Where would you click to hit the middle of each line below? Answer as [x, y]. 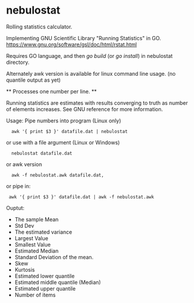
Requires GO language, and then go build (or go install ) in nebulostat [89, 56]
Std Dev [24, 225]
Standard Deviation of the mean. [54, 257]
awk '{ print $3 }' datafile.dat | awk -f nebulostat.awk [81, 197]
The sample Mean [37, 219]
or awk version [24, 164]
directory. [18, 62]
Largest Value [31, 238]
